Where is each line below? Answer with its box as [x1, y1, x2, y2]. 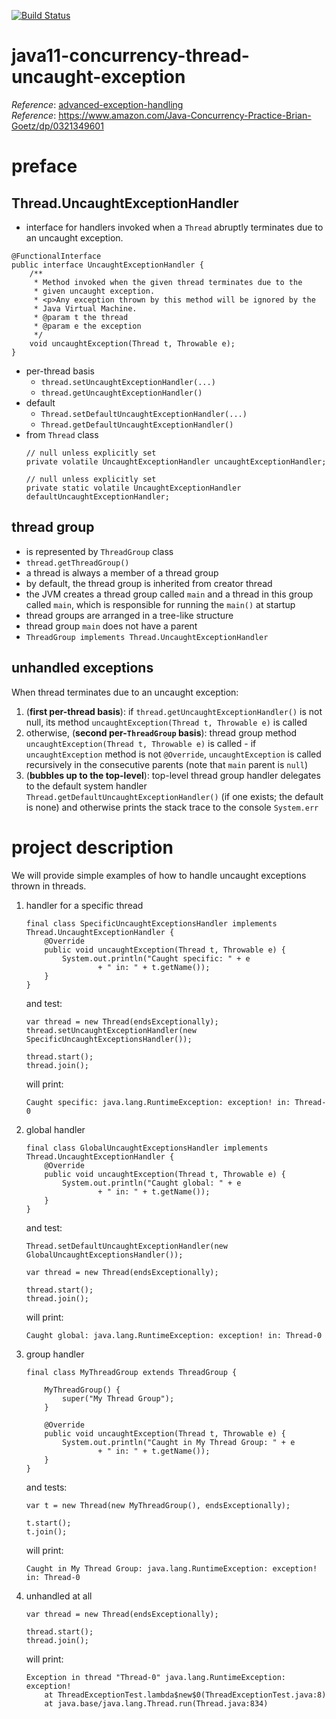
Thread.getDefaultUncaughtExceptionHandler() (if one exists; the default [25, 790, 324, 802]
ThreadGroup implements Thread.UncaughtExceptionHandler [25, 632, 269, 642]
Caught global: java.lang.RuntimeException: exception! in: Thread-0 [25, 1330, 323, 1340]
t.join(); [25, 1526, 68, 1537]
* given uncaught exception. [33, 286, 156, 296]
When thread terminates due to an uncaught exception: [11, 686, 239, 698]
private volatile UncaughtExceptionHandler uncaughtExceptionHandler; [25, 456, 327, 467]
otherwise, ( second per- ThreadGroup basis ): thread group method [25, 726, 298, 739]
